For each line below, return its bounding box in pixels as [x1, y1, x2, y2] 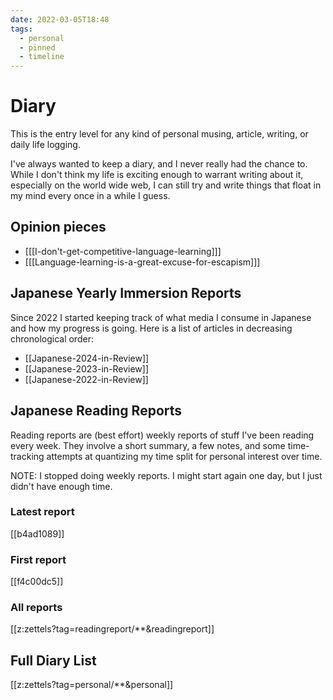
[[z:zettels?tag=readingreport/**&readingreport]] [10, 623, 215, 635]
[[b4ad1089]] [10, 527, 65, 540]
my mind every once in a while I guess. [10, 190, 171, 202]
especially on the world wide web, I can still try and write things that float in [10, 179, 322, 191]
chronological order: [10, 332, 94, 345]
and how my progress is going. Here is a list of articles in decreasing [10, 322, 293, 334]
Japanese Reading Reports [10, 402, 183, 420]
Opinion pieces [10, 219, 107, 236]
